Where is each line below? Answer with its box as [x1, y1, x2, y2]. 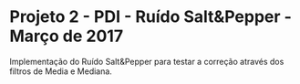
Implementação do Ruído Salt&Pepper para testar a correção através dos [9, 56, 284, 67]
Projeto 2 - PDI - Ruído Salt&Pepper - [9, 6, 292, 27]
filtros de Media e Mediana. [9, 66, 112, 77]
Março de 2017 [9, 26, 124, 47]
